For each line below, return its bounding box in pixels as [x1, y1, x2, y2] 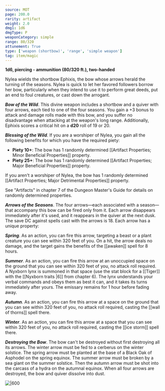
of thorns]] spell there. [5, 309, 51, 315]
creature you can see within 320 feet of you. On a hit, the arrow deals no [5, 238, 153, 244]
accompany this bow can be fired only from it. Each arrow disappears [14, 207, 156, 213]
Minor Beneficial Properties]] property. [12, 152, 91, 158]
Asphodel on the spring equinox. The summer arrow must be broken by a [5, 355, 154, 361]
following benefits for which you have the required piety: [5, 137, 120, 143]
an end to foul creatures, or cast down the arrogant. [5, 92, 110, 98]
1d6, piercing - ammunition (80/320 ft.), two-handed [5, 67, 115, 73]
